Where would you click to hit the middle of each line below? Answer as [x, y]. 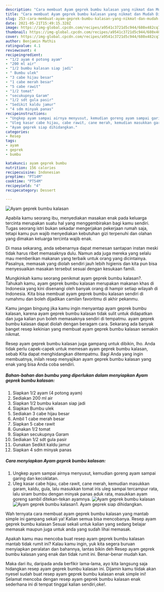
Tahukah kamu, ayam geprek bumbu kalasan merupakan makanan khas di [80, 283]
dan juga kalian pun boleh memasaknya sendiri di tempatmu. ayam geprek [80, 318]
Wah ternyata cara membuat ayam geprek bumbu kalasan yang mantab [77, 514]
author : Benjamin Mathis [31, 41]
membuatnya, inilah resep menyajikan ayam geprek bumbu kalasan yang [78, 359]
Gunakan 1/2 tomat [31, 429]
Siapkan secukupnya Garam [41, 434]
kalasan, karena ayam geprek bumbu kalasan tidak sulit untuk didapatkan [79, 313]
